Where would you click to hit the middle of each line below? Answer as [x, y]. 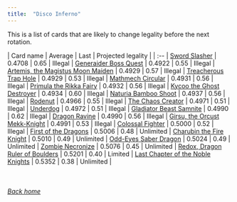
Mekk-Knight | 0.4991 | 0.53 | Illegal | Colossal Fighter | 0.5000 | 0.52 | [111, 123]
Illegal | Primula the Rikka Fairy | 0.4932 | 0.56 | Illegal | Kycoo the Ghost [114, 85]
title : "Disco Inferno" [44, 14]
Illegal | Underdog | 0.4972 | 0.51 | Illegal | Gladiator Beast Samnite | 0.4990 [118, 108]
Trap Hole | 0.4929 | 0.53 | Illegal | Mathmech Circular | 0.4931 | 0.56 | [110, 78]
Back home [24, 191]
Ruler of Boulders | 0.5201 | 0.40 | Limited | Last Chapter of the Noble [109, 154]
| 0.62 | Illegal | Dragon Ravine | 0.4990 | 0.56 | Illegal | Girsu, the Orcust [113, 116]
